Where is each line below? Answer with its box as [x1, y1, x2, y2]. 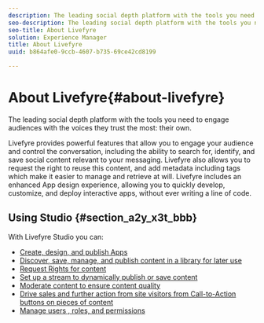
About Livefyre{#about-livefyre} [8, 89, 225, 107]
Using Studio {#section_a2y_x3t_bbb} [8, 211, 198, 225]
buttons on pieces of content [19, 297, 114, 306]
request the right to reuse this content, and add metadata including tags [8, 163, 241, 173]
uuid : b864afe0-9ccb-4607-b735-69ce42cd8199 [8, 48, 156, 56]
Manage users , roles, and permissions [19, 306, 145, 315]
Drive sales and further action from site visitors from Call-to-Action [19, 288, 236, 299]
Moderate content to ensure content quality [19, 281, 161, 290]
